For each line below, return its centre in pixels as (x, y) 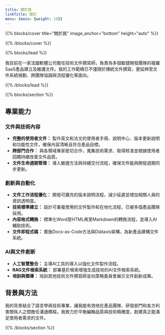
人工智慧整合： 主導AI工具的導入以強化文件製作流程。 (67, 264)
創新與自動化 (20, 183)
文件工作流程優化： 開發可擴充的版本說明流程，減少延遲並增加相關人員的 (86, 195)
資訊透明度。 (25, 201)
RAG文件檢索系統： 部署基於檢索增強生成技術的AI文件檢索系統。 (78, 269)
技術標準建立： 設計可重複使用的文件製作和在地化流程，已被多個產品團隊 (86, 207)
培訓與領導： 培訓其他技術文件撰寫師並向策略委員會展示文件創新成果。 (84, 276)
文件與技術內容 (23, 127)
